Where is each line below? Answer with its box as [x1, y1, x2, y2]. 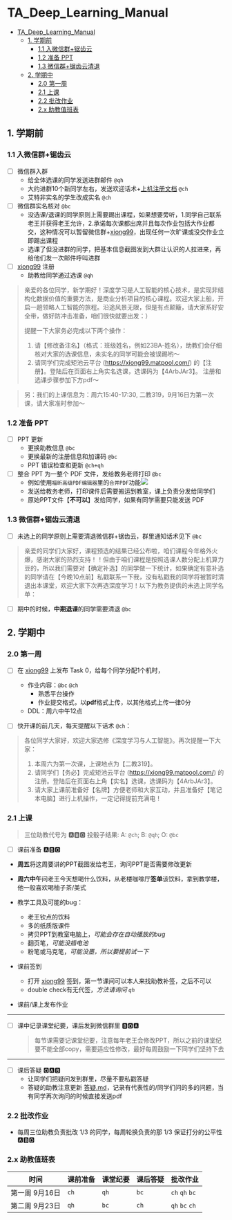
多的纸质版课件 [27, 921, 70, 929]
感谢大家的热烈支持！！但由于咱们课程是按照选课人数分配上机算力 [36, 555, 224, 564]
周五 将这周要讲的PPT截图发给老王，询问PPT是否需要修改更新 [17, 860, 192, 868]
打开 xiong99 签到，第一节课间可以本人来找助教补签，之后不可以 [27, 976, 212, 985]
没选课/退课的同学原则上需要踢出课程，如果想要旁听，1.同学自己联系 [27, 210, 222, 219]
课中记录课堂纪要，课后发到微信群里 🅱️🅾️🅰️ [17, 1021, 139, 1030]
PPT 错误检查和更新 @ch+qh [27, 461, 104, 469]
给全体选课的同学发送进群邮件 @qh [27, 175, 124, 184]
